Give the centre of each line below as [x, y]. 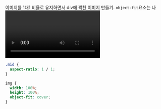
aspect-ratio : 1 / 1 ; [33, 69]
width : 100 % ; [23, 88]
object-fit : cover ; [30, 97]
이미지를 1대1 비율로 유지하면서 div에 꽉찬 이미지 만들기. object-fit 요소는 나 [81, 7]
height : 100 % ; [24, 93]
